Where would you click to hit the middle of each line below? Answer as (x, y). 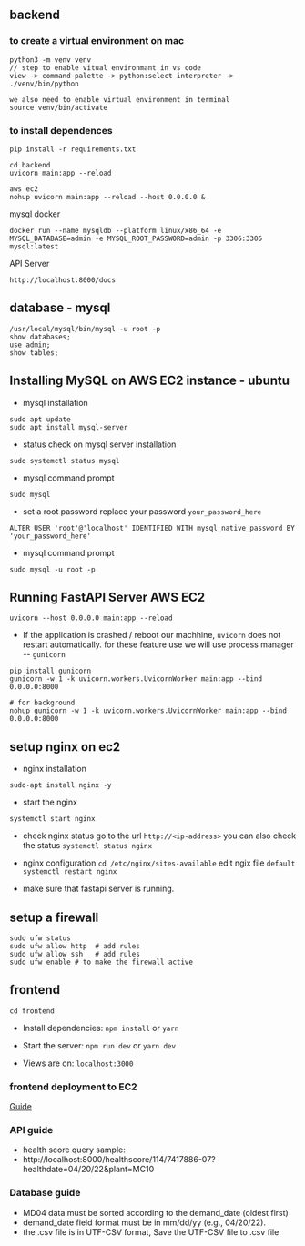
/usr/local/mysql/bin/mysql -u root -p (85, 329)
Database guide (45, 1193)
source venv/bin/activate (58, 107)
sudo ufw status (40, 938)
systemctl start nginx (52, 819)
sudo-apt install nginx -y (61, 785)
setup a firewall (54, 917)
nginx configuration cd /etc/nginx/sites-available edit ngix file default (159, 863)
